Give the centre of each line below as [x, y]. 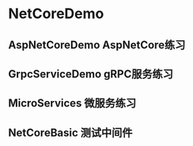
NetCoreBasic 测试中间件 [70, 132]
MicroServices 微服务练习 [72, 103]
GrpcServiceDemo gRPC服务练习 [91, 74]
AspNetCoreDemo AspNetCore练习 [97, 45]
